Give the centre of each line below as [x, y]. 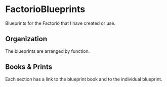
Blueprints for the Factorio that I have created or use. [60, 23]
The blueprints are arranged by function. [48, 51]
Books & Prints [29, 67]
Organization [26, 39]
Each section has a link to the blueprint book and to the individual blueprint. [84, 79]
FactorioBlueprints [45, 9]
